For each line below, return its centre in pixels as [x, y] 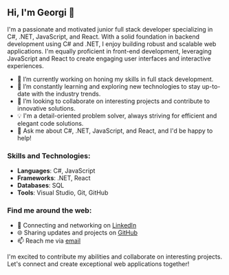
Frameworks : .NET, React [54, 178]
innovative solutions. [46, 108]
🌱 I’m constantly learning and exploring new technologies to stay [109, 86]
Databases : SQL [41, 186]
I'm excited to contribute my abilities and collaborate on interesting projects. [115, 257]
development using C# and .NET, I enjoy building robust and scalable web [112, 44]
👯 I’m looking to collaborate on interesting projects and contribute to [113, 101]
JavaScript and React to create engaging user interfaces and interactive [109, 58]
